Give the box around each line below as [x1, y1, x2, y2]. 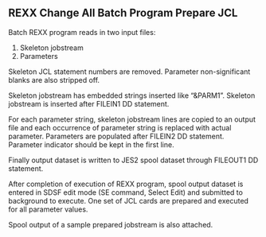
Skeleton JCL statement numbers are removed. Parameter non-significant [8, 67, 251, 76]
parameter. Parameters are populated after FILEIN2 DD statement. [8, 131, 225, 141]
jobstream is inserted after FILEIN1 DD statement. [8, 99, 170, 108]
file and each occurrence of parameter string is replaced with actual [8, 122, 232, 132]
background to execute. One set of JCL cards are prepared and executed [8, 196, 249, 205]
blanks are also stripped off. [8, 75, 100, 84]
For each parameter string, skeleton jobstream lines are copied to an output [8, 115, 256, 124]
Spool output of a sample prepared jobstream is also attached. [8, 220, 213, 229]
